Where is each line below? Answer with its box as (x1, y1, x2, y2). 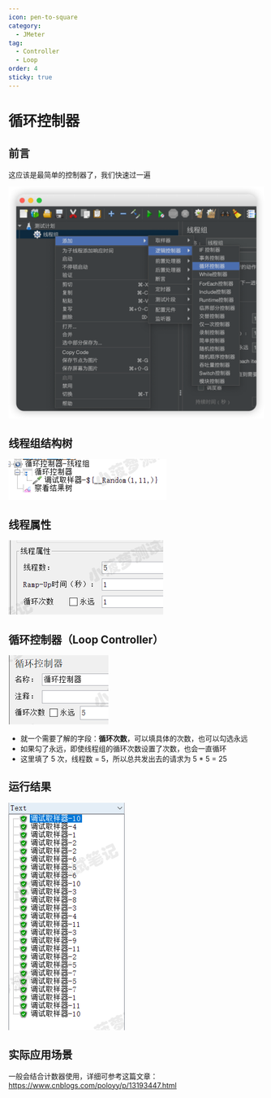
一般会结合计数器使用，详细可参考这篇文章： (8, 1071, 158, 1081)
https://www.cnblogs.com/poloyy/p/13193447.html (8, 1080, 177, 1090)
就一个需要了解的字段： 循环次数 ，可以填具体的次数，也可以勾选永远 (19, 733, 248, 743)
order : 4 (8, 65, 38, 73)
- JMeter (15, 30, 45, 38)
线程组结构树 (8, 436, 73, 450)
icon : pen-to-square (8, 13, 79, 21)
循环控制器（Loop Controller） (8, 632, 164, 646)
